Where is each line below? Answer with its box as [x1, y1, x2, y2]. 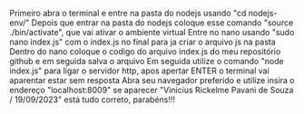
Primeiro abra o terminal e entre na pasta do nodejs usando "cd [9, 8, 247, 18]
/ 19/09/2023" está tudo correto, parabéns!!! [9, 94, 175, 105]
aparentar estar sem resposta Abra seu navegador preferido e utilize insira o [9, 75, 295, 85]
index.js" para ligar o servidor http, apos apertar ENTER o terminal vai [9, 65, 270, 76]
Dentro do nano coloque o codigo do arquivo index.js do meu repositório [9, 46, 281, 57]
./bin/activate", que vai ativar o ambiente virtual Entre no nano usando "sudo [9, 27, 295, 37]
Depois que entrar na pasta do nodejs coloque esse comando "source [31, 17, 294, 28]
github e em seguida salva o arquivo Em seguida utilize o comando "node [9, 56, 284, 66]
